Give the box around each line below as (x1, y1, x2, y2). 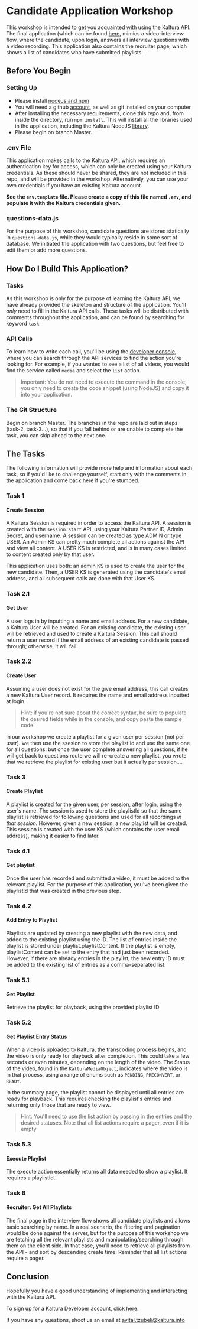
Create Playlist (6, 788, 43, 795)
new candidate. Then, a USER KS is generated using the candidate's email (6, 568, 187, 576)
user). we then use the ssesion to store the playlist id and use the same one (6, 739, 190, 746)
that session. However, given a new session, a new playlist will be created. (6, 820, 187, 827)
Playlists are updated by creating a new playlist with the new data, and (6, 930, 177, 937)
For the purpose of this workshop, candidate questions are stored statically (6, 228, 189, 235)
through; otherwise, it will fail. (6, 642, 78, 649)
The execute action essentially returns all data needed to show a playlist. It (6, 1168, 188, 1175)
